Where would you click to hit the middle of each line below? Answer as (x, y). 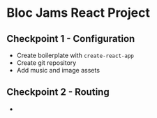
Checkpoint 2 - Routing (58, 92)
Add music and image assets (58, 70)
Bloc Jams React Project (78, 13)
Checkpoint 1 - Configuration (71, 39)
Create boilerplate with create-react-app (75, 55)
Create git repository (46, 63)
